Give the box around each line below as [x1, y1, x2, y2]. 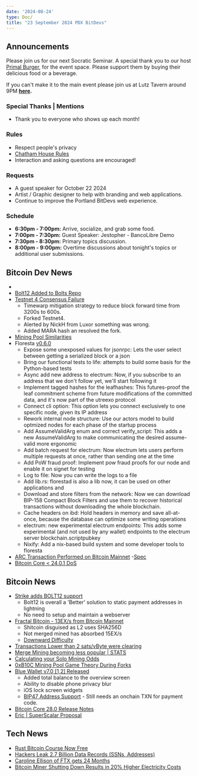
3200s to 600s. [23, 309, 61, 316]
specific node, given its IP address [23, 409, 108, 416]
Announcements [6, 41, 69, 51]
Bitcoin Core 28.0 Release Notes [14, 706, 94, 712]
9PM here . [6, 87, 33, 95]
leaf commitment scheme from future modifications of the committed [23, 390, 192, 397]
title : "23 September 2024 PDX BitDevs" [6, 20, 108, 25]
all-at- [165, 509, 180, 517]
